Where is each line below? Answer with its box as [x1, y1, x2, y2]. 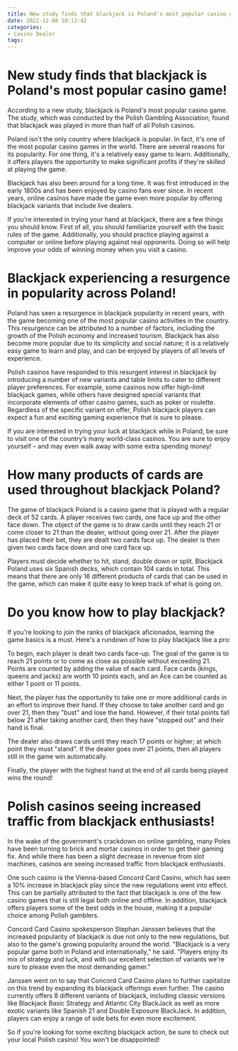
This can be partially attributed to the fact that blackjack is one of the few [7, 888, 222, 897]
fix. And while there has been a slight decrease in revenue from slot [7, 851, 205, 860]
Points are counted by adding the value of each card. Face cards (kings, [7, 664, 218, 672]
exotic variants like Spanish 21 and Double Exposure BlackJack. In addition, [7, 1006, 227, 1015]
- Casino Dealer [7, 30, 55, 38]
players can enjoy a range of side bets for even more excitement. [7, 1013, 197, 1023]
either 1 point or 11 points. [7, 679, 81, 687]
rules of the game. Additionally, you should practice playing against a [7, 230, 209, 239]
